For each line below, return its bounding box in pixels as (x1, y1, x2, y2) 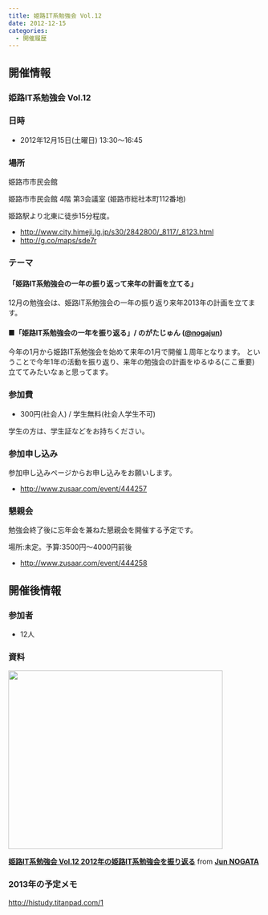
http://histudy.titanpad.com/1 (8, 897, 104, 907)
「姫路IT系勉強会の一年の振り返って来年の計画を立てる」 (8, 279, 198, 288)
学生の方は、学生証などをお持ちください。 (8, 426, 149, 436)
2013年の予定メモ (8, 879, 78, 890)
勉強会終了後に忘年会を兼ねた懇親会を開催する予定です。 (8, 525, 198, 535)
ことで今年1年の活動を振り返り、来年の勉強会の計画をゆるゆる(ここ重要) (14, 357, 255, 367)
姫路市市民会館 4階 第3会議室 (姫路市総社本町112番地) (8, 194, 186, 204)
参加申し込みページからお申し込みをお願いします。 (8, 468, 177, 478)
